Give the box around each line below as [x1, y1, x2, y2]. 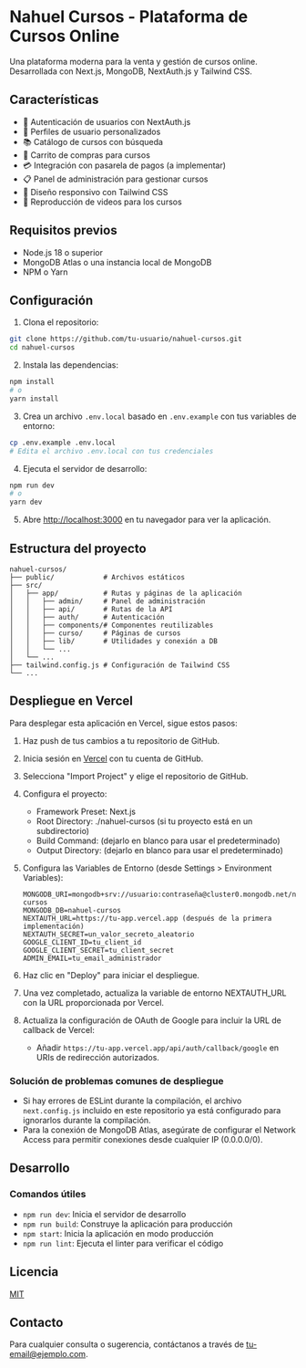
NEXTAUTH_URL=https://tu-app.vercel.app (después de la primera [22, 914, 272, 923]
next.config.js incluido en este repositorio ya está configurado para [22, 1105, 281, 1116]
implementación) [22, 922, 85, 931]
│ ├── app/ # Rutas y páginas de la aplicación [9, 589, 243, 598]
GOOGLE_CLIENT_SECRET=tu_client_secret [22, 945, 175, 955]
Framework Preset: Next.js [36, 806, 137, 817]
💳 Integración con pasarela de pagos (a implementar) [22, 160, 226, 171]
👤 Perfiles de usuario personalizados [22, 126, 161, 137]
